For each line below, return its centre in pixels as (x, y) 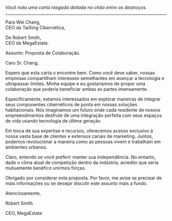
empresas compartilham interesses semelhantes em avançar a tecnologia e (85, 78)
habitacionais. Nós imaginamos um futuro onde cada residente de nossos (83, 110)
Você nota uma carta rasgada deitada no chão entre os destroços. (76, 7)
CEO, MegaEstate (24, 213)
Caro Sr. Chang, (22, 63)
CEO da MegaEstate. (27, 43)
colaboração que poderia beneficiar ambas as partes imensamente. (77, 89)
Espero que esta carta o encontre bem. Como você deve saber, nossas (80, 73)
